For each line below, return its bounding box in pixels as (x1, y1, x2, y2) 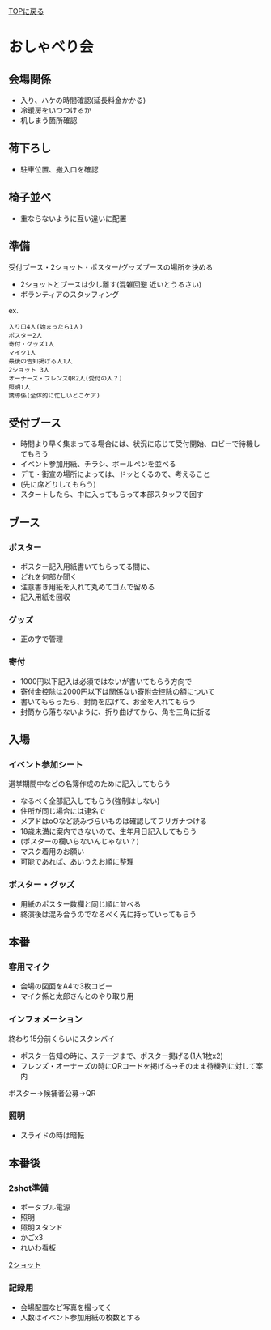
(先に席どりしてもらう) (19, 479, 96, 489)
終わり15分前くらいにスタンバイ (8, 1034, 115, 1043)
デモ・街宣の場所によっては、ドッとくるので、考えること (19, 470, 210, 479)
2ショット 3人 (8, 366, 50, 374)
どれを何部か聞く (19, 572, 78, 581)
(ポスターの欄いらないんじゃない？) (19, 836, 140, 847)
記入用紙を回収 (19, 592, 70, 601)
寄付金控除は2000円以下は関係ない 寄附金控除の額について (19, 686, 216, 696)
